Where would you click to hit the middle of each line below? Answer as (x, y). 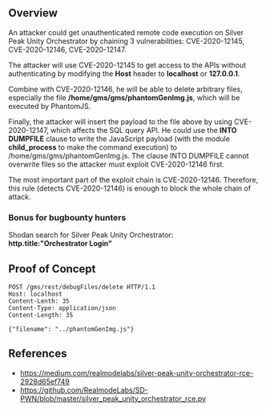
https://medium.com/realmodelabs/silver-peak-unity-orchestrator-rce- (137, 373)
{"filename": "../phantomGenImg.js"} (71, 329)
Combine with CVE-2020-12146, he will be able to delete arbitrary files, (125, 89)
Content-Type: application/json (62, 308)
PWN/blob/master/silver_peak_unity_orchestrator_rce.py (113, 398)
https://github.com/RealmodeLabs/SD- (84, 390)
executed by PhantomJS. (50, 106)
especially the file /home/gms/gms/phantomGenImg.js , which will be (124, 97)
